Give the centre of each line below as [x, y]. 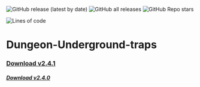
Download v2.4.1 [31, 64]
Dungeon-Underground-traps [82, 45]
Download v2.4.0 [28, 77]
